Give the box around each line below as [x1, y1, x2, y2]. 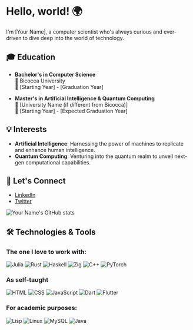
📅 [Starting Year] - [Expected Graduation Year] [14, 107, 128, 114]
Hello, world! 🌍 [6, 5, 83, 18]
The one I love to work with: [6, 247, 87, 256]
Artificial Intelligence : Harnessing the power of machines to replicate [14, 140, 184, 147]
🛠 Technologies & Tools [6, 227, 96, 237]
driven [6, 34, 22, 41]
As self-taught [6, 275, 49, 283]
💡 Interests [6, 124, 47, 134]
